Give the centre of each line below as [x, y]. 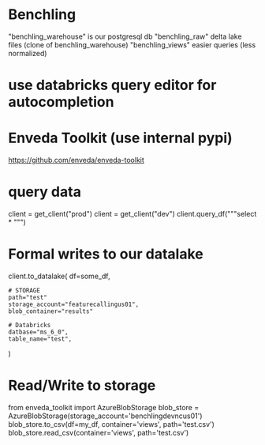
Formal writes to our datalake [106, 254]
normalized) [28, 53]
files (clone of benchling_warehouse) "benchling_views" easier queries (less [132, 44]
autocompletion [61, 102]
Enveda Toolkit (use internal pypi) [120, 138]
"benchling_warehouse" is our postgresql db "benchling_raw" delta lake [125, 36]
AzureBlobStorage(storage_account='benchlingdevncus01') [105, 416]
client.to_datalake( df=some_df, [59, 276]
